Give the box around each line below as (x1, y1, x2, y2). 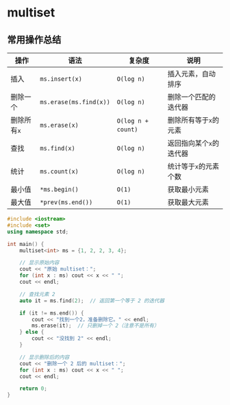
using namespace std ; (7, 228, 69, 235)
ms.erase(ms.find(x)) (40, 98, 111, 106)
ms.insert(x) (40, 75, 82, 83)
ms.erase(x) (40, 121, 79, 129)
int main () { (7, 241, 44, 247)
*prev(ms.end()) (40, 199, 93, 206)
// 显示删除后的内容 (19, 354, 70, 360)
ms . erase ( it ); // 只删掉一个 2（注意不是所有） (31, 322, 159, 330)
